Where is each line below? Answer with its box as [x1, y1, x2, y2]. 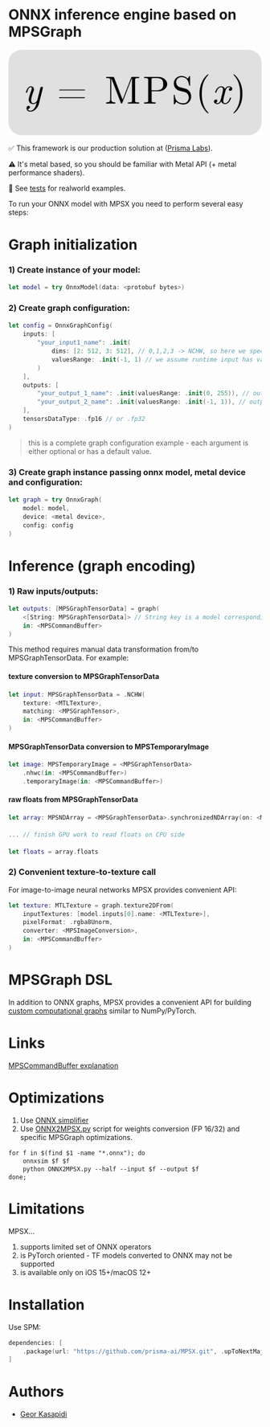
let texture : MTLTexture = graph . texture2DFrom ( [8, 902, 174, 910]
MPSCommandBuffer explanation [8, 1061, 119, 1070]
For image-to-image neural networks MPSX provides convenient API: [8, 885, 237, 894]
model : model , [22, 504, 70, 512]
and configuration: [8, 476, 83, 488]
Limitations [8, 1200, 85, 1218]
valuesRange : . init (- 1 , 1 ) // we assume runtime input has [51, 355, 253, 363]
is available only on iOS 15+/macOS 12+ [19, 1267, 151, 1277]
